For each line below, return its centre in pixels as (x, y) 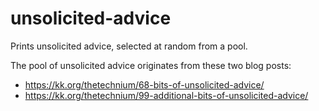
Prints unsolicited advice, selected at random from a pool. (129, 46)
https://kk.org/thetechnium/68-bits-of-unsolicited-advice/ (144, 84)
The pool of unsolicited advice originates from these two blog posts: (151, 65)
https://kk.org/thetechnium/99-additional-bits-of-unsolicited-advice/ (166, 95)
